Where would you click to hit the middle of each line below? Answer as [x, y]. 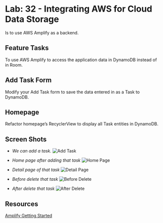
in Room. [14, 65]
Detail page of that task [36, 170]
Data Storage [32, 19]
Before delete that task [35, 179]
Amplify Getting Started [29, 215]
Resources [22, 204]
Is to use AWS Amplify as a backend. [42, 33]
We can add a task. [32, 151]
